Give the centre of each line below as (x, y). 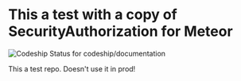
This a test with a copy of (93, 15)
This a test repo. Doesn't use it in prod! (72, 68)
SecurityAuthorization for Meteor (120, 31)
